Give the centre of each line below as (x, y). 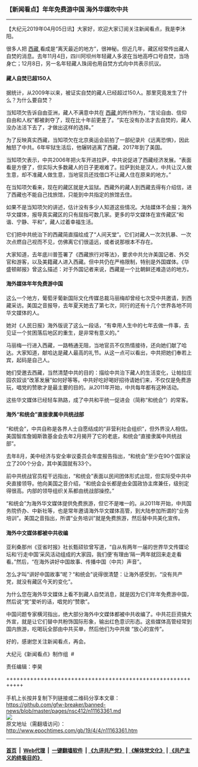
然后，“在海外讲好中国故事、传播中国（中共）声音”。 (80, 562)
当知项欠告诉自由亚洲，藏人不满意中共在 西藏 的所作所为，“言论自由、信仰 (97, 112)
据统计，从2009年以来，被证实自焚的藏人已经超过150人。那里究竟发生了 (94, 92)
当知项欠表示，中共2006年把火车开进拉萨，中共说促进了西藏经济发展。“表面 (99, 160)
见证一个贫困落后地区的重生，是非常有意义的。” (63, 333)
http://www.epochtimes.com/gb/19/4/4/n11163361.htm (72, 730)
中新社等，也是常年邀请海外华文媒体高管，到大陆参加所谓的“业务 (110, 511)
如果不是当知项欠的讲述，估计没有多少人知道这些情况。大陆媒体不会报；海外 (99, 207)
